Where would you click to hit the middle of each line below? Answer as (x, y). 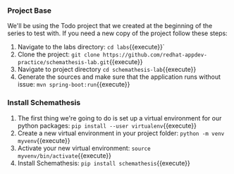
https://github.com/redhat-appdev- (155, 55)
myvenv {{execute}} (44, 140)
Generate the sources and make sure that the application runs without (119, 77)
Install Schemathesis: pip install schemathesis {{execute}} (104, 163)
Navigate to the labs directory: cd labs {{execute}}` (91, 47)
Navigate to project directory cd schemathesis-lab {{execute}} (107, 70)
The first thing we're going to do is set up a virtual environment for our (119, 118)
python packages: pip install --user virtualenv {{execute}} (107, 125)
